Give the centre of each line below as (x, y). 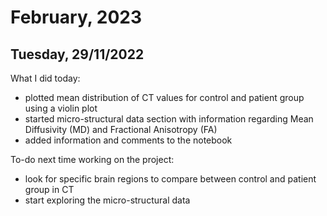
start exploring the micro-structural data (107, 200)
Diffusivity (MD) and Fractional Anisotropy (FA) (121, 129)
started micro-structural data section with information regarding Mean (169, 119)
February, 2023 (76, 17)
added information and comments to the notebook (128, 140)
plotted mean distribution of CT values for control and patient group (164, 97)
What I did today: (45, 78)
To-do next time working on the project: (92, 159)
